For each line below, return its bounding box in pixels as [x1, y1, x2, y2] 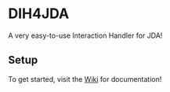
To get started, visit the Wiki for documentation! [8, 74, 162, 83]
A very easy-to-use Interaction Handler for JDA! [8, 31, 163, 40]
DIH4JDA [8, 5, 70, 23]
